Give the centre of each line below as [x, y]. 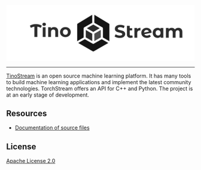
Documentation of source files [52, 128]
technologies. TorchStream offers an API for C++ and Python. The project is [100, 88]
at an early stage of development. [48, 95]
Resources [27, 114]
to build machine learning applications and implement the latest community [99, 82]
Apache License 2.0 [31, 161]
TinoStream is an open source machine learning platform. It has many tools [99, 76]
